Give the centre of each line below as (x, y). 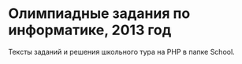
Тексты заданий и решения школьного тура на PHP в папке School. (121, 52)
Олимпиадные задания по (99, 14)
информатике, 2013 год (90, 30)
